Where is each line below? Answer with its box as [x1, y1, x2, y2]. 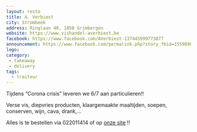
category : [6, 52, 30, 58]
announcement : [6, 42, 41, 48]
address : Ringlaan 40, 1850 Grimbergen [6, 25, 104, 31]
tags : [6, 69, 19, 75]
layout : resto [6, 8, 41, 15]
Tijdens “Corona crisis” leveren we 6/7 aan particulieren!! [6, 90, 144, 97]
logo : [6, 47, 19, 53]
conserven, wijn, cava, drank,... [6, 108, 82, 115]
